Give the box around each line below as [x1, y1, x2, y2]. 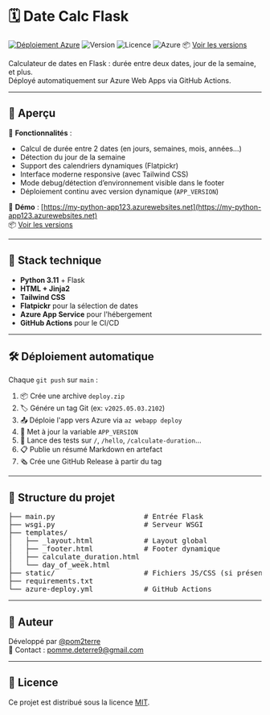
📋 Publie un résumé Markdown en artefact [19, 445, 163, 455]
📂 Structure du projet [8, 490, 115, 505]
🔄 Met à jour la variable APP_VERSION [19, 427, 138, 437]
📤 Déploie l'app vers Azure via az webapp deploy [19, 415, 182, 425]
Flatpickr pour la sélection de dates [19, 301, 139, 310]
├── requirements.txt [8, 576, 94, 586]
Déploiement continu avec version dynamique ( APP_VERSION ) [19, 186, 219, 196]
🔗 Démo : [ [8, 202, 44, 211]
